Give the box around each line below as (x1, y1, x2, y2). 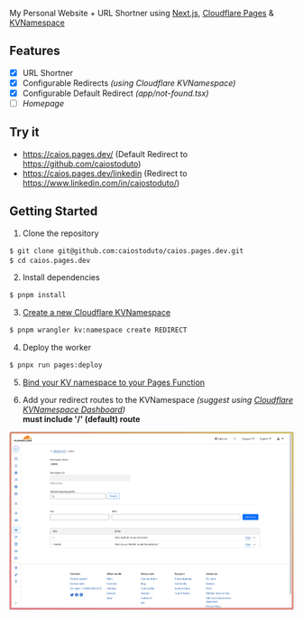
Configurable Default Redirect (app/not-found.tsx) (22, 88, 209, 98)
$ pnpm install (9, 291, 67, 300)
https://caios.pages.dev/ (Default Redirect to (22, 148, 188, 159)
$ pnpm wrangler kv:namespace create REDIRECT (9, 325, 188, 335)
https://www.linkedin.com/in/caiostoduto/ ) (22, 177, 180, 188)
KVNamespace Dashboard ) (22, 404, 126, 415)
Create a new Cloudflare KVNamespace (22, 307, 171, 318)
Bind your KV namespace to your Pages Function (22, 377, 206, 388)
